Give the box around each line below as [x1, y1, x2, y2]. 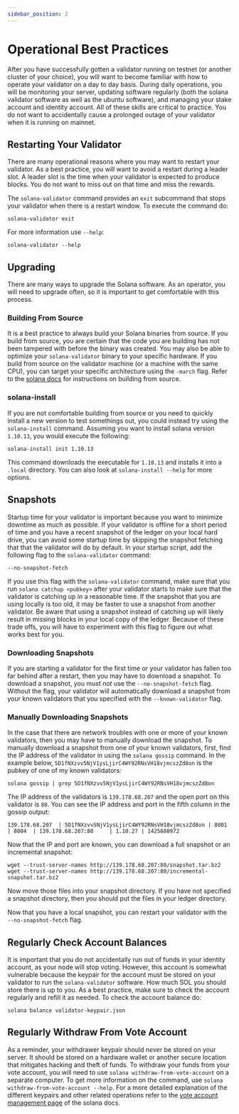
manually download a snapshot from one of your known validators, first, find [7, 744, 231, 752]
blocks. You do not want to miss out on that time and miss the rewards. [7, 180, 216, 189]
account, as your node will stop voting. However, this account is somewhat [7, 963, 226, 971]
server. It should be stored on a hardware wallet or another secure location [7, 1053, 226, 1061]
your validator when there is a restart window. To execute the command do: [7, 201, 229, 211]
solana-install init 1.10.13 [7, 445, 94, 452]
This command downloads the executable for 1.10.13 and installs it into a [7, 457, 222, 466]
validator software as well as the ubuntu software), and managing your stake [7, 95, 232, 103]
